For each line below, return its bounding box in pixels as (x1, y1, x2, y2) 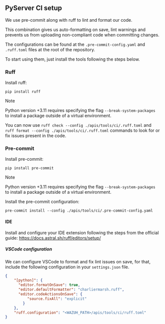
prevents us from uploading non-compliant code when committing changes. (5, 32, 160, 37)
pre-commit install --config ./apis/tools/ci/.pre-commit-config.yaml (5, 208, 153, 214)
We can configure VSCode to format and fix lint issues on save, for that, (5, 258, 151, 264)
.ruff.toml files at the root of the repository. (5, 46, 95, 52)
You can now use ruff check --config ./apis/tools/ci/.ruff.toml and (5, 122, 152, 128)
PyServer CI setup (5, 4, 63, 12)
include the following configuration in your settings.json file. (5, 264, 130, 270)
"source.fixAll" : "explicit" (27, 296, 87, 301)
